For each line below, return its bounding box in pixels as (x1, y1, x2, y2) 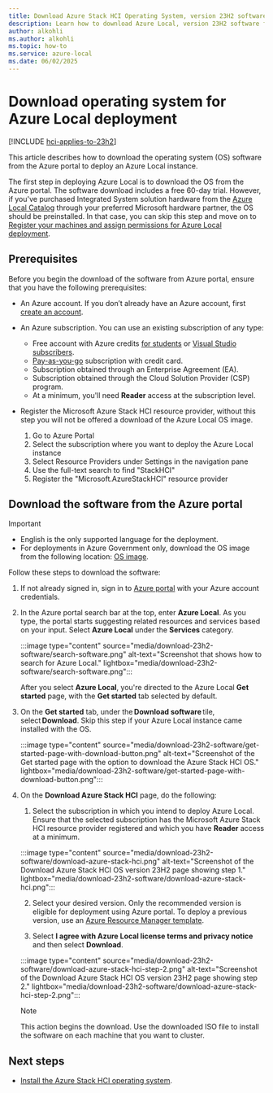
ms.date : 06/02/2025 (8, 58, 79, 66)
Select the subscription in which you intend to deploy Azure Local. (32, 807, 254, 816)
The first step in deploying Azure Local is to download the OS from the (8, 177, 245, 186)
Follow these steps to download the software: (8, 567, 161, 578)
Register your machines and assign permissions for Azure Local (8, 220, 222, 230)
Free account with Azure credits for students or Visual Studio (32, 339, 237, 348)
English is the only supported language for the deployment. (19, 535, 219, 544)
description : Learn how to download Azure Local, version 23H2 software (8, 20, 260, 28)
